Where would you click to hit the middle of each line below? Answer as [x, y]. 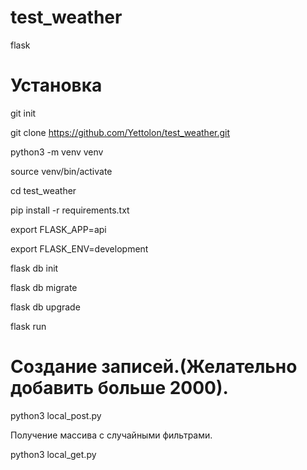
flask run [28, 326]
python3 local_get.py [53, 454]
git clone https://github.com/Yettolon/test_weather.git [120, 132]
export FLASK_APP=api [58, 229]
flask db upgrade [45, 307]
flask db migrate [44, 287]
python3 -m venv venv [57, 152]
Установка [56, 85]
